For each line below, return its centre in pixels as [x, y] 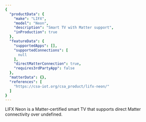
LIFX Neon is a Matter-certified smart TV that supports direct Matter [73, 109]
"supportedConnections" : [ [41, 50]
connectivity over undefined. [34, 114]
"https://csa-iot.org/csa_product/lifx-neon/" [62, 86]
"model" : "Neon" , [31, 23]
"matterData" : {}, [28, 77]
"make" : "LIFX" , [30, 18]
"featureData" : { [27, 41]
